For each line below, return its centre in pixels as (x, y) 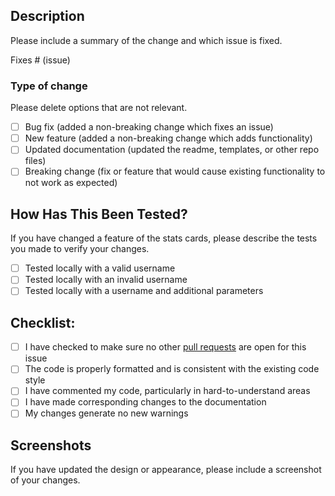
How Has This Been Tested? (99, 214)
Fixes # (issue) (40, 60)
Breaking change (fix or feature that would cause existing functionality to (175, 171)
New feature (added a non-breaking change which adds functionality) (168, 138)
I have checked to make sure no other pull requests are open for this (165, 347)
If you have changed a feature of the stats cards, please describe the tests (164, 238)
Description (47, 16)
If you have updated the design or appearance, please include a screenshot (166, 470)
